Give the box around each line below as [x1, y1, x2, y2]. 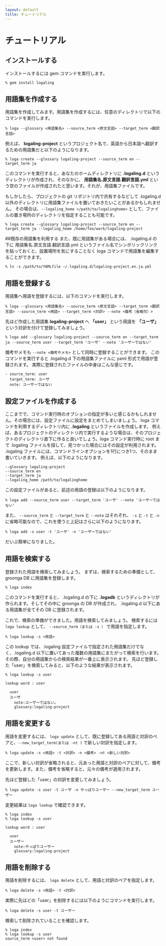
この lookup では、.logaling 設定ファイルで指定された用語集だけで [5, 643, 140, 649]
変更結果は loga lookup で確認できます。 [5, 802, 88, 808]
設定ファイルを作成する [5, 397, 77, 405]
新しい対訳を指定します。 [87, 739, 140, 745]
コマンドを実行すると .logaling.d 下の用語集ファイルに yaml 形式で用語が [5, 356, 154, 362]
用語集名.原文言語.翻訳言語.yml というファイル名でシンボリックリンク [14, 242, 158, 248]
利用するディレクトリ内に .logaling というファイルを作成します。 [18, 423, 151, 429]
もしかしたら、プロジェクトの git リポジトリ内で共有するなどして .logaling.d [5, 193, 161, 199]
